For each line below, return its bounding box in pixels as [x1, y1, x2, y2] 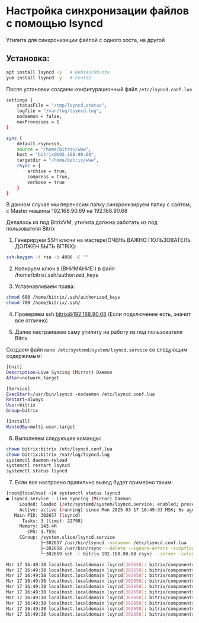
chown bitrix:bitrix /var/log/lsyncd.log [6, 452, 110, 458]
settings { [6, 97, 33, 103]
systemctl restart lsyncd [6, 462, 70, 469]
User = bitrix [6, 402, 36, 408]
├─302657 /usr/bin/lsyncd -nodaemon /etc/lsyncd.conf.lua [40, 540, 187, 546]
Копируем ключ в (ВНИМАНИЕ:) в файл [14, 265, 115, 272]
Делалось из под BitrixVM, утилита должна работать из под [6, 219, 158, 226]
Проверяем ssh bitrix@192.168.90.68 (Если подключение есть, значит [14, 311, 191, 318]
